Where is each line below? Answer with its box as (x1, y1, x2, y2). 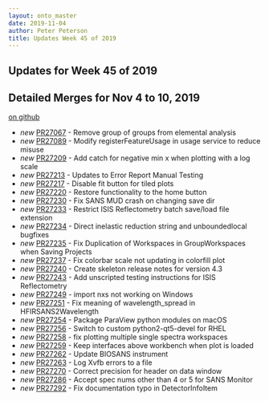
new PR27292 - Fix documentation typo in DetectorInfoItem (19, 383, 218, 393)
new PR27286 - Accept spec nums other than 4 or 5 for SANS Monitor (19, 375, 253, 385)
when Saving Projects (19, 247, 92, 257)
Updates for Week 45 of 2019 (8, 63, 158, 77)
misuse (19, 145, 44, 155)
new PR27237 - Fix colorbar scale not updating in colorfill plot (19, 256, 226, 265)
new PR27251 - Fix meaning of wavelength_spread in (19, 298, 196, 308)
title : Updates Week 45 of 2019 (8, 34, 116, 43)
